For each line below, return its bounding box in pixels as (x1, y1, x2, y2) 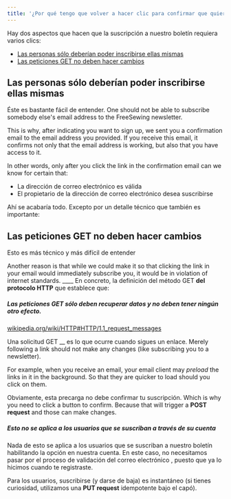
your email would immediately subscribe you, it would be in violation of (7, 269, 208, 277)
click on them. (7, 380, 47, 389)
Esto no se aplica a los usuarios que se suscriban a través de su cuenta (7, 424, 217, 432)
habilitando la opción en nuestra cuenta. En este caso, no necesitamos (7, 449, 208, 457)
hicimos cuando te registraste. (7, 463, 93, 471)
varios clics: (7, 36, 41, 45)
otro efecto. (7, 307, 42, 315)
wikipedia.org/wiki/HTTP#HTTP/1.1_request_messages (7, 324, 162, 332)
